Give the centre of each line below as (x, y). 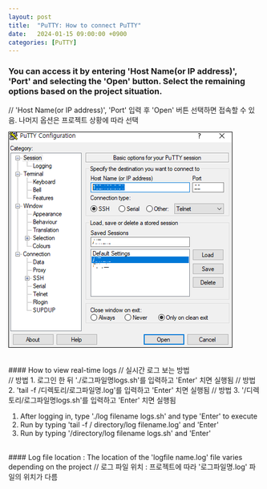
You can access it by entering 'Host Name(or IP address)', (123, 71)
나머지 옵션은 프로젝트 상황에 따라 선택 (79, 119)
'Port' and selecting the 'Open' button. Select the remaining (127, 82)
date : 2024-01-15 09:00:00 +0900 (68, 34)
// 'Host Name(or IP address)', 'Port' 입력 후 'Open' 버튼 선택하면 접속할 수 (127, 110)
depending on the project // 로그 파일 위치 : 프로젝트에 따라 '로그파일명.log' (128, 467)
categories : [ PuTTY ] (43, 42)
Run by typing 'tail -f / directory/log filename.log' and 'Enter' (119, 424)
